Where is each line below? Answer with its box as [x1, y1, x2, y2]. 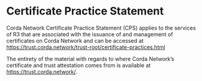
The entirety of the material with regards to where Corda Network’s [6, 55, 175, 62]
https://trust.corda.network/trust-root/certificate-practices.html [6, 44, 165, 51]
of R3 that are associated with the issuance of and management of [6, 30, 173, 37]
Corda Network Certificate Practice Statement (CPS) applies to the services [6, 24, 196, 31]
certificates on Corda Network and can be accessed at [6, 37, 144, 44]
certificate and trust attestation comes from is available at [6, 62, 151, 69]
